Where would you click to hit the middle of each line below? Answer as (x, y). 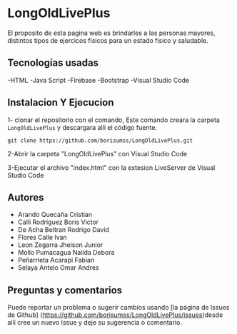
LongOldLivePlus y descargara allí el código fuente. (82, 127)
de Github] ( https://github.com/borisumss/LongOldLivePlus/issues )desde (115, 315)
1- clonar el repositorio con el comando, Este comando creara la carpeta (114, 120)
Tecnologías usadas (53, 63)
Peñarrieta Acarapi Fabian (56, 260)
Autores (26, 197)
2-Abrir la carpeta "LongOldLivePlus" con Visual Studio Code (97, 153)
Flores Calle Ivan (42, 238)
